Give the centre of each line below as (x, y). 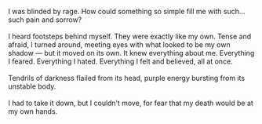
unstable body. (32, 86)
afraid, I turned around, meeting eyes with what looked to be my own (119, 45)
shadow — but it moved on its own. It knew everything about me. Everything (131, 53)
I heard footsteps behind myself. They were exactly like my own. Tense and (130, 36)
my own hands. (33, 111)
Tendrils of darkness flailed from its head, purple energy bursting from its (127, 78)
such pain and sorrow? (45, 20)
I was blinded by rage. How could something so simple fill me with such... (127, 11)
